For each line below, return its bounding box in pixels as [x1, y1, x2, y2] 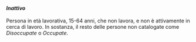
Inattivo [6, 5, 26, 12]
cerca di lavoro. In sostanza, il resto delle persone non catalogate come [6, 24, 180, 30]
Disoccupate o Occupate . [6, 29, 69, 37]
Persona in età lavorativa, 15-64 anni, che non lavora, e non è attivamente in [6, 17, 190, 24]
